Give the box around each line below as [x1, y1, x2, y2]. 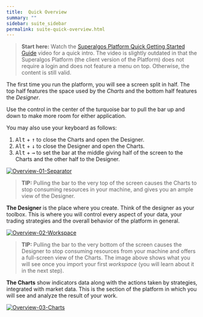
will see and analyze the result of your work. [6, 292, 118, 299]
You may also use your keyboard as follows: [6, 124, 117, 132]
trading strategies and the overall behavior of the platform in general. [6, 217, 180, 224]
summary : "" [6, 15, 37, 21]
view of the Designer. [21, 193, 75, 200]
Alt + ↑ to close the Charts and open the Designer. [15, 136, 145, 143]
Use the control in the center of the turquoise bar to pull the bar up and [6, 105, 185, 113]
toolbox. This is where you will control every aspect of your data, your [6, 211, 182, 218]
